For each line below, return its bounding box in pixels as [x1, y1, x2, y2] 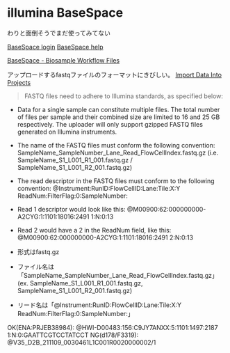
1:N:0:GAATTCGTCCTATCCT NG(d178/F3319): [7, 331, 139, 339]
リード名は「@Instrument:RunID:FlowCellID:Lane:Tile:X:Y [17, 301, 182, 309]
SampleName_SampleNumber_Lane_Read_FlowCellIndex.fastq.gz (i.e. [17, 148, 219, 157]
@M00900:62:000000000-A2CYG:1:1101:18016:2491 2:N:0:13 [17, 233, 193, 242]
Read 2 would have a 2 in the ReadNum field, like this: [17, 226, 172, 234]
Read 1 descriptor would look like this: [17, 205, 126, 213]
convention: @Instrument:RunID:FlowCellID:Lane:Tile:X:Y [17, 184, 181, 192]
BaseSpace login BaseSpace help [7, 42, 104, 51]
